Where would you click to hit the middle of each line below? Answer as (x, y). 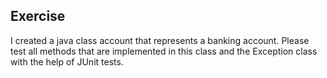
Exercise (38, 16)
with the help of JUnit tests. (67, 61)
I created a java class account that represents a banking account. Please (160, 40)
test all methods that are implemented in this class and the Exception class (164, 51)
